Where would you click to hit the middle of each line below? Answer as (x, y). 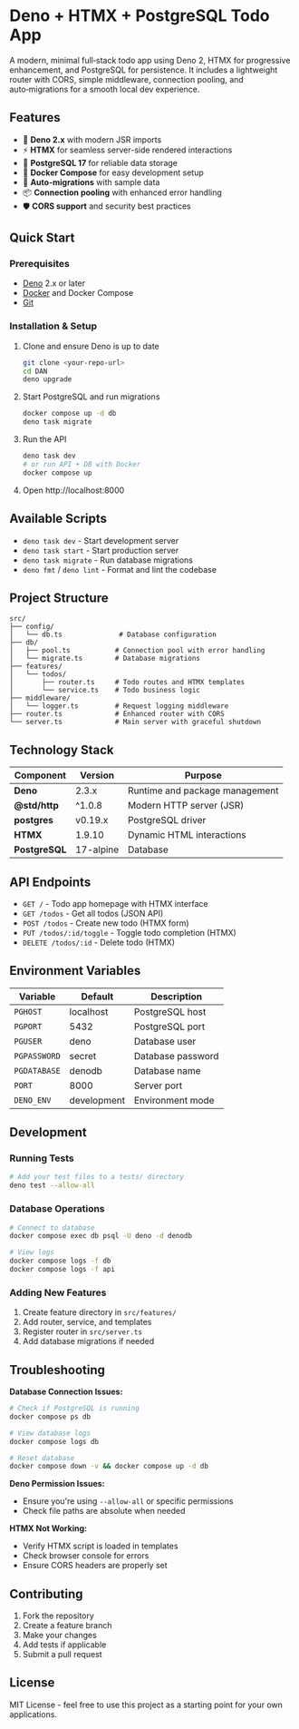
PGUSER (28, 1041)
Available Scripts (58, 519)
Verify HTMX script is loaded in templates (100, 1546)
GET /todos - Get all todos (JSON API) (93, 913)
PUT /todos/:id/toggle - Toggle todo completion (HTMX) (130, 932)
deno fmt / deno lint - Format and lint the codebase (120, 569)
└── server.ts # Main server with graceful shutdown (135, 722)
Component (40, 775)
